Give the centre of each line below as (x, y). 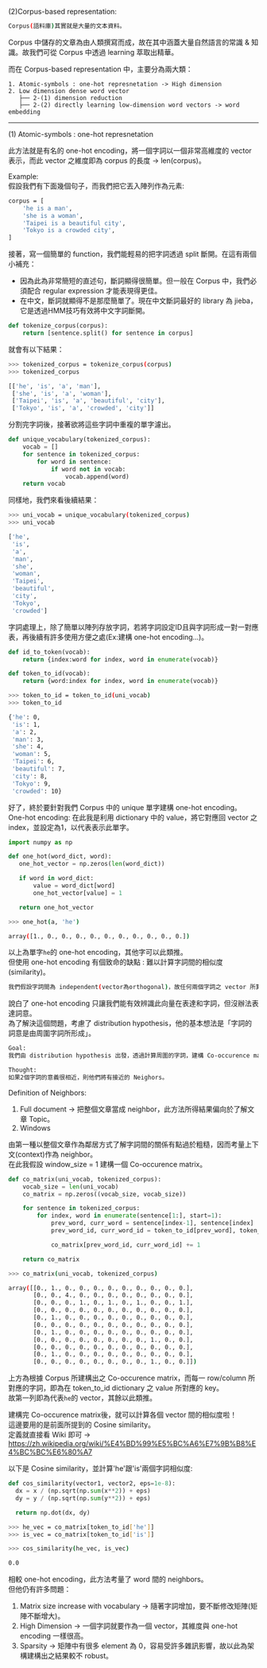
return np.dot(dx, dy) (53, 1513)
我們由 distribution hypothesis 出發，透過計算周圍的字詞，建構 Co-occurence (129, 1056)
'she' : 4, (28, 747)
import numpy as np (41, 842)
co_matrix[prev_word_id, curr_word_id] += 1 (126, 1245)
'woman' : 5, (31, 754)
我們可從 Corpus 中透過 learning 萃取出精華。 (104, 52)
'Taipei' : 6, (33, 762)
